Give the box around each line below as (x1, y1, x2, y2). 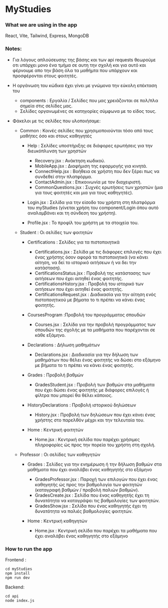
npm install (5, 571, 30, 576)
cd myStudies (5, 566, 32, 572)
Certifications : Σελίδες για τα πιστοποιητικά (27, 239, 120, 245)
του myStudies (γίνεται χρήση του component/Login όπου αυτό (27, 205, 159, 211)
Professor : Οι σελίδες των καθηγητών (19, 451, 101, 457)
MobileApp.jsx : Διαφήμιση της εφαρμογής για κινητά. (34, 163, 147, 169)
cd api (5, 594, 19, 599)
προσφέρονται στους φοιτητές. (12, 73, 78, 79)
